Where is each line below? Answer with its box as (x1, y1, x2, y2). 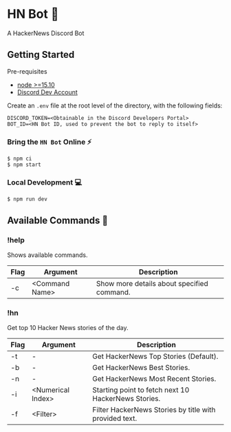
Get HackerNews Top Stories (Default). (92, 351, 219, 361)
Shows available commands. (7, 251, 88, 259)
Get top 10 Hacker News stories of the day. (7, 324, 129, 332)
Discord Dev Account (16, 88, 78, 96)
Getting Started (7, 49, 75, 61)
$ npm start (7, 161, 41, 168)
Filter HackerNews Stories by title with (92, 405, 216, 415)
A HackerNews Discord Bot (7, 29, 85, 37)
